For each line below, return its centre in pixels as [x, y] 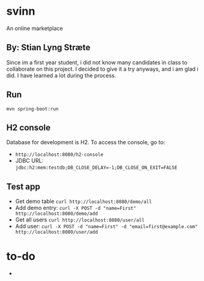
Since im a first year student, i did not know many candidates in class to [97, 62]
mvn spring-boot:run [33, 109]
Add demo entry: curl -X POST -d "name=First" [76, 208]
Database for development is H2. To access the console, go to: [86, 142]
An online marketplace [35, 28]
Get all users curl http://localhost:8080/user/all [80, 220]
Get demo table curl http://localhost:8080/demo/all [83, 201]
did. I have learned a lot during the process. [61, 75]
